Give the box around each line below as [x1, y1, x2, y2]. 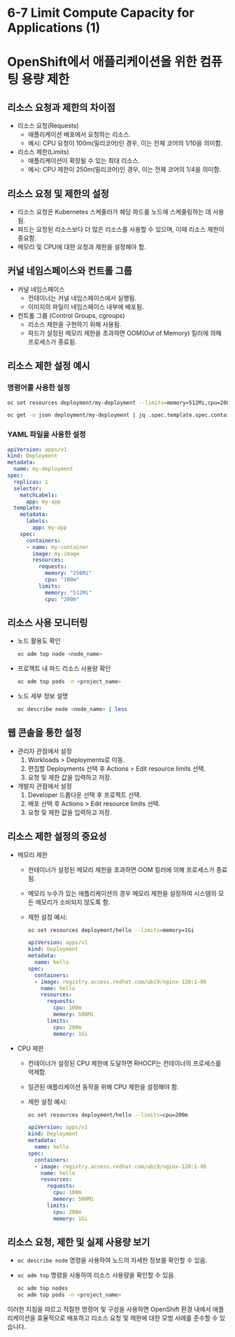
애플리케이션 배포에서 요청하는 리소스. [27, 130, 131, 139]
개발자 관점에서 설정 [17, 782, 72, 790]
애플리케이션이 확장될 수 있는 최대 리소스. [27, 156, 141, 165]
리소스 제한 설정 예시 [7, 360, 90, 372]
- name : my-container [25, 543, 90, 550]
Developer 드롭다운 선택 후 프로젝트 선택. [27, 790, 142, 799]
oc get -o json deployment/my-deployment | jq [7, 412, 145, 419]
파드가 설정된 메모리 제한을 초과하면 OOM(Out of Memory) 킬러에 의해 [27, 328, 222, 337]
